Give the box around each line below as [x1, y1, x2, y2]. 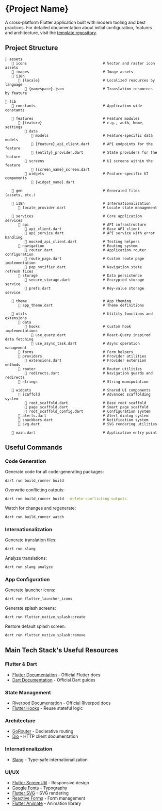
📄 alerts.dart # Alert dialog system [17, 413, 149, 418]
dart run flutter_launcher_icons [5, 597, 73, 601]
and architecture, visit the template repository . [5, 30, 97, 35]
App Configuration [5, 576, 50, 583]
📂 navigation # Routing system [17, 243, 138, 248]
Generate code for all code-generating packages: [5, 469, 104, 475]
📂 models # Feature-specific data [31, 133, 153, 138]
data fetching [5, 337, 34, 341]
